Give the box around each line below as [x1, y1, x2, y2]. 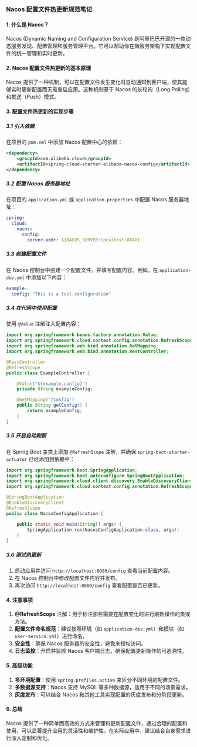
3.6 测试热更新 [6, 551, 42, 558]
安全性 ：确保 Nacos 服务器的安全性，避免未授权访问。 [14, 640, 147, 647]
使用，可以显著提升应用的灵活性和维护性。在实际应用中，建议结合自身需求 [6, 727, 186, 734]
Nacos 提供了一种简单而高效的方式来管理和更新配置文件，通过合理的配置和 [6, 719, 188, 726]
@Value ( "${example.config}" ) [16, 381, 88, 387]
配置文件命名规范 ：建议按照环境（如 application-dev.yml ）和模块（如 [14, 625, 185, 632]
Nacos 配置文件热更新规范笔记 [6, 5, 93, 13]
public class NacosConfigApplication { [6, 510, 104, 516]
